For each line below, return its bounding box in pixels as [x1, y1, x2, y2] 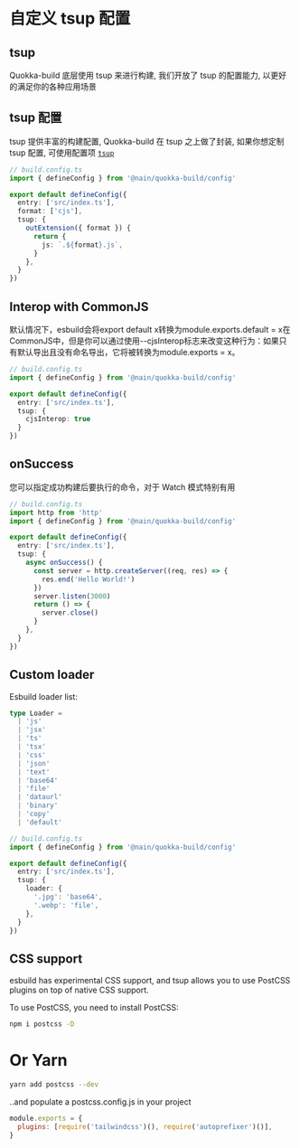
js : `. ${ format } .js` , [42, 240, 124, 249]
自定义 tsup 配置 [9, 8, 131, 29]
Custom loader [9, 667, 95, 682]
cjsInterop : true [25, 415, 91, 424]
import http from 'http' [9, 508, 103, 517]
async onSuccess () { [25, 558, 103, 568]
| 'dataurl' [17, 793, 63, 802]
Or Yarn [9, 1050, 68, 1071]
